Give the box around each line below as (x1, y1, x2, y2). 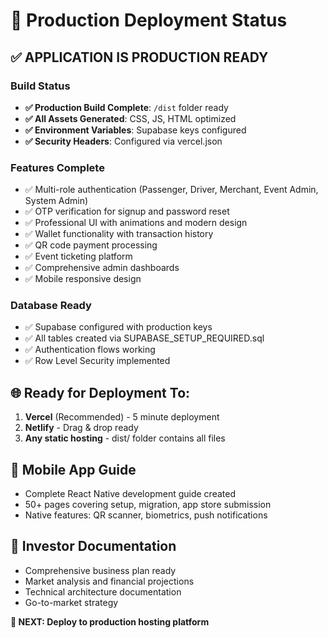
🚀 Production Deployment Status (10, 9, 288, 32)
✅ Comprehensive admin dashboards (24, 262, 180, 274)
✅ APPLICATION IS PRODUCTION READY (10, 49, 269, 66)
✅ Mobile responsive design (24, 273, 142, 285)
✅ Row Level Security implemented (24, 355, 171, 367)
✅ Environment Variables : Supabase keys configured (24, 124, 247, 136)
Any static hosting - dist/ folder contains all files (24, 432, 226, 444)
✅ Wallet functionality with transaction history (24, 228, 214, 240)
